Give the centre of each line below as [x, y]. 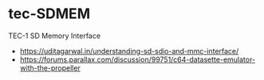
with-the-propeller [50, 67]
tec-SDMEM [49, 14]
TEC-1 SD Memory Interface [55, 36]
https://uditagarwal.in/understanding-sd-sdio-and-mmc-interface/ [129, 51]
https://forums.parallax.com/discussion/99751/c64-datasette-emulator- [138, 59]
